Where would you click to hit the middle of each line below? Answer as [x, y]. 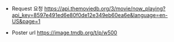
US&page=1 [26, 21]
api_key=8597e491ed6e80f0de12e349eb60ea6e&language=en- [90, 15]
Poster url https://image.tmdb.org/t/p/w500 [64, 33]
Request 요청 [27, 8]
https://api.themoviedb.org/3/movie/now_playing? [105, 8]
